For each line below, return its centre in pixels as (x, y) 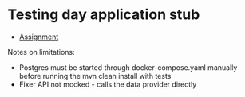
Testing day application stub (104, 15)
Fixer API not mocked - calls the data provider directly (108, 84)
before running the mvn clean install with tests (95, 76)
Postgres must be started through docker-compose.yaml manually (128, 67)
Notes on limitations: (41, 52)
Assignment (39, 37)
